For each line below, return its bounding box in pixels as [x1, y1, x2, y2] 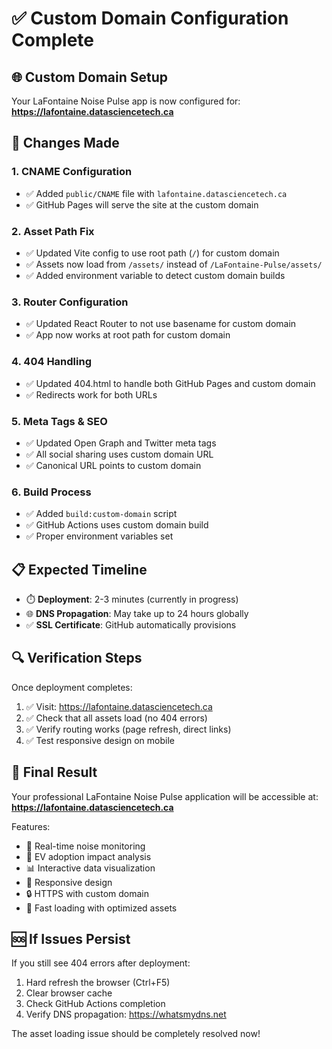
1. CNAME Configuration [11, 165, 133, 179]
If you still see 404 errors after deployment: [11, 957, 191, 969]
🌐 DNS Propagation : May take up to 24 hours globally [25, 607, 249, 619]
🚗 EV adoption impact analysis [25, 850, 152, 862]
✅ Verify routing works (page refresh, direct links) [25, 723, 232, 735]
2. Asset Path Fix [11, 224, 95, 238]
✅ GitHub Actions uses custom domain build [25, 519, 209, 531]
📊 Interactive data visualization [25, 862, 156, 874]
